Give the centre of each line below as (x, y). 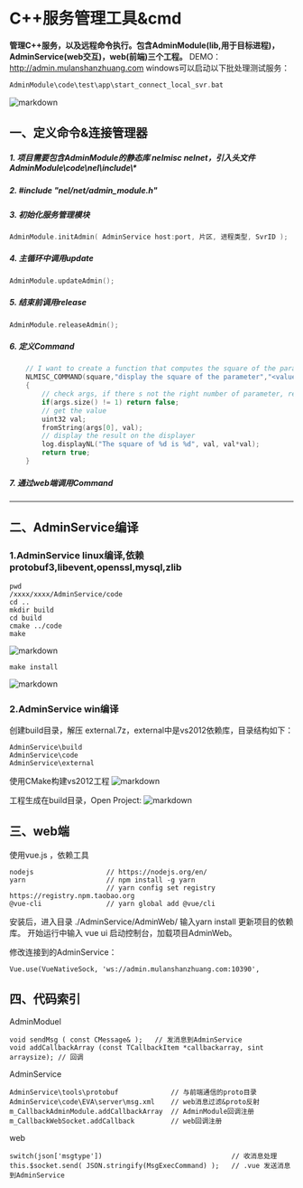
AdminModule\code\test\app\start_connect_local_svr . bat (116, 85)
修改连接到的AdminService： (63, 952)
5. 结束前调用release (48, 303)
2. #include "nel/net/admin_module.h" (83, 191)
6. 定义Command (42, 346)
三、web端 (40, 832)
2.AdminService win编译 (64, 708)
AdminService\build (46, 747)
